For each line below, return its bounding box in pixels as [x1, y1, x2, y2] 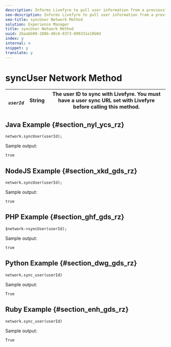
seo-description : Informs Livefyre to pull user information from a [5, 12, 154, 17]
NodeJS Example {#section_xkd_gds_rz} [5, 166, 137, 175]
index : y [5, 36, 24, 41]
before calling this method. [73, 103, 140, 110]
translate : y [5, 50, 33, 55]
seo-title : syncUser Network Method [5, 17, 83, 22]
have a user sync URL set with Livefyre [58, 97, 155, 104]
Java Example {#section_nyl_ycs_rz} [5, 120, 125, 129]
